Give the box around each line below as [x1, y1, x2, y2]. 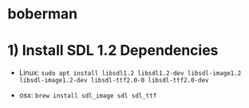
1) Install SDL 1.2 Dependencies [7, 42, 219, 60]
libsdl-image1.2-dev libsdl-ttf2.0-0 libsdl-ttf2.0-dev [18, 77, 209, 85]
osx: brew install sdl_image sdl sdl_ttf [18, 90, 157, 100]
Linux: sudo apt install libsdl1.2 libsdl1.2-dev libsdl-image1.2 [18, 68, 242, 78]
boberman [7, 5, 77, 23]
